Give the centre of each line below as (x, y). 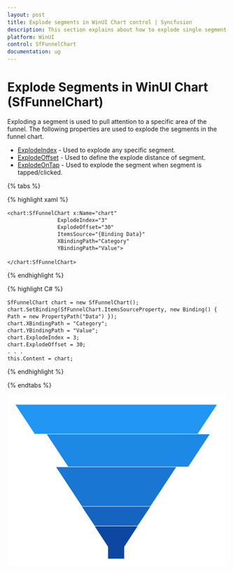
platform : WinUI (31, 37)
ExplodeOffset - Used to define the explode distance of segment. (112, 157)
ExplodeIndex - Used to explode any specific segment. (97, 150)
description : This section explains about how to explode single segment (117, 29)
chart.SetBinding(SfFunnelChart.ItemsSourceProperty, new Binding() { (112, 309)
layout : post (26, 15)
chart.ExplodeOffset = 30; (47, 344)
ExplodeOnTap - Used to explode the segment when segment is (110, 165)
